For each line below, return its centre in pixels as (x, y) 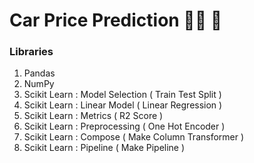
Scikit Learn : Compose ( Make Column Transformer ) (134, 137)
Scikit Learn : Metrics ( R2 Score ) (93, 116)
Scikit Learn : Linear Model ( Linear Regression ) (123, 105)
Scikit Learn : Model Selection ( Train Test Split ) (122, 95)
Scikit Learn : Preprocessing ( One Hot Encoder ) (124, 126)
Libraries (31, 52)
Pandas (39, 73)
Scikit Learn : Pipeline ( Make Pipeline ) (104, 148)
